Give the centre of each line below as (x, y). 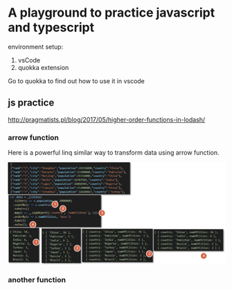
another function (37, 280)
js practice (31, 103)
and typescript (51, 27)
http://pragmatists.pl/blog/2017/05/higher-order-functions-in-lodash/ (107, 119)
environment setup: (36, 46)
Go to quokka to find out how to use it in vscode (76, 80)
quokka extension (43, 67)
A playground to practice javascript (111, 13)
